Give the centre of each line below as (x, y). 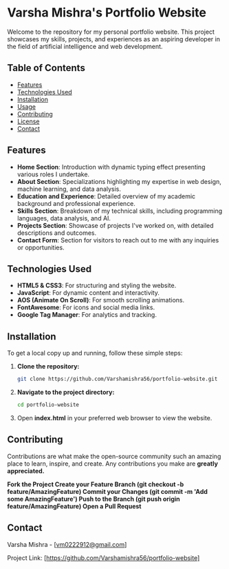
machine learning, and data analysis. (69, 189)
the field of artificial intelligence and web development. (85, 46)
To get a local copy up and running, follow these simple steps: (95, 353)
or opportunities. (41, 247)
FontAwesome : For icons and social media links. (86, 307)
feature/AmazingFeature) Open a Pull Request (74, 506)
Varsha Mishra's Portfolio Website (107, 13)
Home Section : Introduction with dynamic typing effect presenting (111, 167)
